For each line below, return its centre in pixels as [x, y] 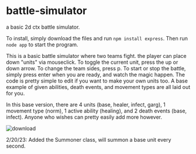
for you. [16, 93]
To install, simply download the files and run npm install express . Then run [97, 38]
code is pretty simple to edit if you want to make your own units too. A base [97, 81]
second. [16, 146]
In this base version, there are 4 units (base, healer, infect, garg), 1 [86, 104]
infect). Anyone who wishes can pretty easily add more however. [84, 117]
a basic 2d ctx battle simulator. [43, 27]
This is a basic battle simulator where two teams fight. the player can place [96, 56]
